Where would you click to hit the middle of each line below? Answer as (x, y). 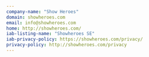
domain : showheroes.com (36, 17)
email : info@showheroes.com (41, 23)
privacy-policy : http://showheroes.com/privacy (67, 45)
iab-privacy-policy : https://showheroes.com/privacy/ (75, 39)
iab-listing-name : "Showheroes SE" (51, 34)
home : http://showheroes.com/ (44, 28)
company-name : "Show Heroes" (42, 12)
